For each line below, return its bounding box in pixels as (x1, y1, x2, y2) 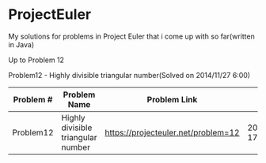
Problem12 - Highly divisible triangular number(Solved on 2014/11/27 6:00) (8, 70, 251, 80)
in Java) (8, 39, 35, 49)
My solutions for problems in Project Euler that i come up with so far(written (8, 31, 255, 41)
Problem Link (146, 94, 198, 105)
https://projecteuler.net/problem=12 (104, 127, 240, 138)
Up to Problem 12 (8, 55, 65, 65)
